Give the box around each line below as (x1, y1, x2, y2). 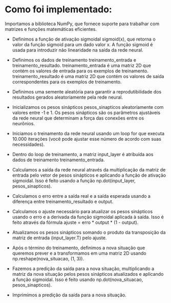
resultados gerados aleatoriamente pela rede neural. (12, 94, 123, 100)
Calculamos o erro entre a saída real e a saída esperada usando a (12, 193, 151, 199)
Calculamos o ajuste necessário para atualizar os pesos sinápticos (12, 208, 153, 214)
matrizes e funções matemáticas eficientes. (5, 26, 97, 32)
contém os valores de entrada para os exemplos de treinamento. (12, 68, 149, 74)
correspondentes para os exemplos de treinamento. (12, 79, 122, 85)
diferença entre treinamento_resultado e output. (12, 198, 114, 204)
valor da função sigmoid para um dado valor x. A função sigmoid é (12, 41, 153, 47)
